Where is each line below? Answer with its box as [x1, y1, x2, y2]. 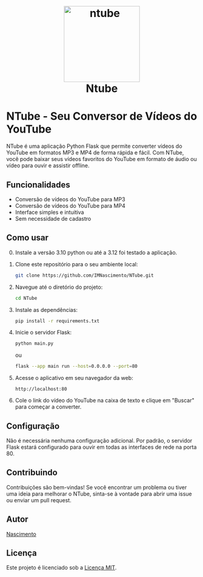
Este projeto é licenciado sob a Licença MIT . [6, 564, 117, 572]
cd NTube [15, 295, 38, 301]
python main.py [15, 340, 54, 347]
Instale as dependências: [15, 306, 78, 313]
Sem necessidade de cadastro [15, 215, 92, 222]
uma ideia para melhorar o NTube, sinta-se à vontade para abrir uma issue [6, 490, 192, 497]
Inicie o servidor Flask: [15, 329, 72, 336]
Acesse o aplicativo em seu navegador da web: [15, 375, 133, 382]
